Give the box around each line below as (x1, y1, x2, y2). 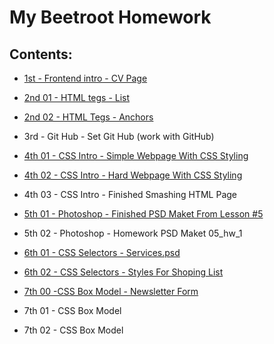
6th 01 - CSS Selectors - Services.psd (23, 247, 181, 258)
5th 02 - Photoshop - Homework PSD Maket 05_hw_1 (23, 227, 243, 239)
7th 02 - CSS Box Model (23, 324, 124, 336)
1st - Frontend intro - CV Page (23, 72, 148, 84)
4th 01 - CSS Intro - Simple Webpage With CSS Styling (23, 150, 249, 161)
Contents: (9, 46, 73, 63)
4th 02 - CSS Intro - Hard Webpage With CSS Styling (23, 169, 243, 181)
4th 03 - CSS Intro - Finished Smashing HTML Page (23, 189, 238, 200)
